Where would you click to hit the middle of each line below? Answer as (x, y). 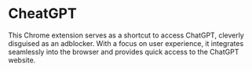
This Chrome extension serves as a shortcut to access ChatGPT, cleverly (126, 35)
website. (22, 60)
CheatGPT (42, 14)
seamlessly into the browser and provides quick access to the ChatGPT (124, 51)
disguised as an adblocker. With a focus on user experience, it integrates (126, 43)
